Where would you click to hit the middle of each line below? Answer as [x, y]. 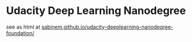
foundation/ [20, 33]
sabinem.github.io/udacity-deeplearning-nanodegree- [107, 27]
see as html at [23, 27]
